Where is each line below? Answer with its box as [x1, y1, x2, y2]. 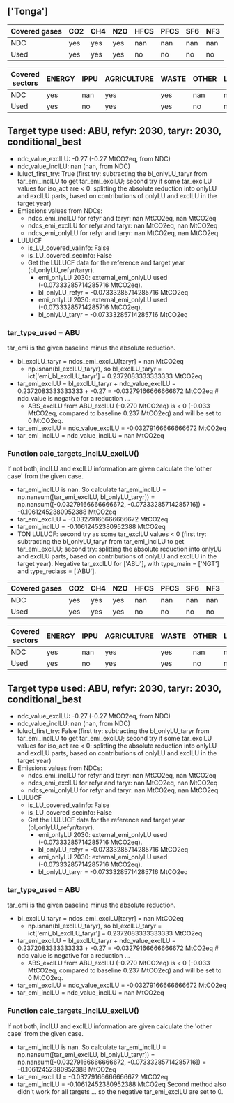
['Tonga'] [7, 6, 49, 17]
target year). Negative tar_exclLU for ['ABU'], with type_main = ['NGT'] [17, 560, 219, 568]
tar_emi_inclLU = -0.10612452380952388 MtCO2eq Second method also [17, 1080, 226, 1088]
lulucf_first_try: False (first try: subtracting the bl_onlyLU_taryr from [17, 727, 210, 735]
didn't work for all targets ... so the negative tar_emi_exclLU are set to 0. [17, 1087, 224, 1095]
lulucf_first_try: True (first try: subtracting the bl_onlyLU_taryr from [17, 169, 208, 177]
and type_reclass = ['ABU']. [17, 567, 96, 575]
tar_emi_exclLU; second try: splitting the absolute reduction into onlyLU [17, 545, 222, 554]
